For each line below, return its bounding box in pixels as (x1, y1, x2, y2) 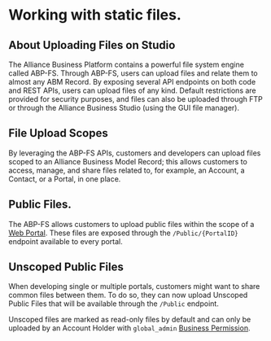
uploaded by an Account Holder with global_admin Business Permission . (8, 323, 251, 333)
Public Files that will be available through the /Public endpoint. (8, 299, 220, 308)
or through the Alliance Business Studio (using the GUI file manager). (8, 103, 240, 112)
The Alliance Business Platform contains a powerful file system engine (8, 59, 244, 69)
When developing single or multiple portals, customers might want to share (8, 282, 260, 291)
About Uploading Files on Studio (8, 38, 176, 52)
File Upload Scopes (8, 126, 108, 140)
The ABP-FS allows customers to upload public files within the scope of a (8, 219, 255, 229)
